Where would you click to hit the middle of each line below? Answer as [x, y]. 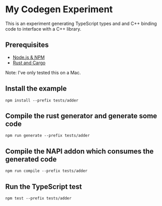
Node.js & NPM [29, 57]
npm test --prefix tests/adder [38, 198]
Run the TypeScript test [44, 186]
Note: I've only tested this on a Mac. [43, 72]
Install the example [36, 88]
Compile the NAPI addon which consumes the [79, 151]
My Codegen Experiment [59, 9]
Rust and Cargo [29, 63]
